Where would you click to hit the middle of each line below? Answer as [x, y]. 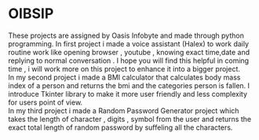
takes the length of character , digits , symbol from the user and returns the [130, 119]
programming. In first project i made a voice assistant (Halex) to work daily [129, 43]
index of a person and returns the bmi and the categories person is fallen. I [129, 85]
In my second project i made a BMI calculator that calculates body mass [124, 77]
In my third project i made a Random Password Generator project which [124, 110]
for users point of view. [46, 102]
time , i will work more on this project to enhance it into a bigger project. [124, 68]
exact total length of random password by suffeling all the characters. [120, 127]
